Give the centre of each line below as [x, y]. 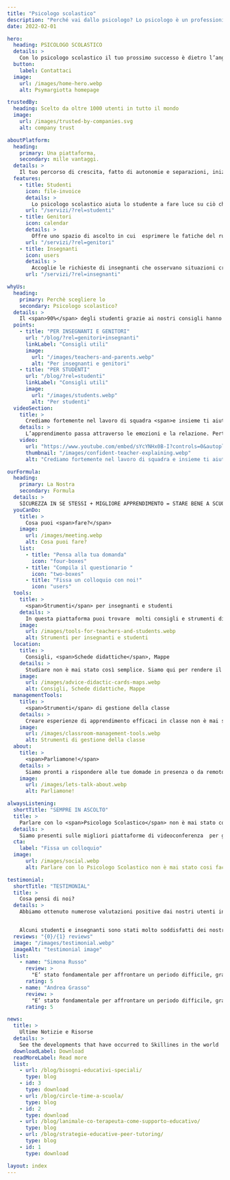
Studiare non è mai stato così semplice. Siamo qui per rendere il [124, 670]
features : [27, 179]
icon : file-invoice [53, 191]
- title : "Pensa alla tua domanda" [76, 555]
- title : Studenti [46, 185]
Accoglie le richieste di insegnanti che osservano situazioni [124, 268]
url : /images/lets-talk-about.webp [76, 785]
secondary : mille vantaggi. [59, 159]
